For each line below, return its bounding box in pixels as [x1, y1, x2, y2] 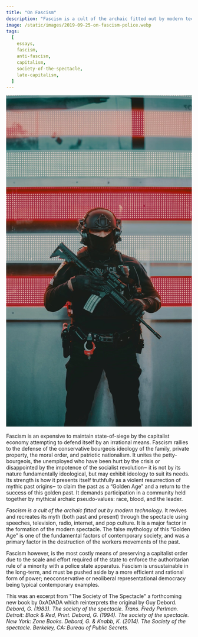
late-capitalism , [16, 72, 60, 78]
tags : [6, 28, 19, 34]
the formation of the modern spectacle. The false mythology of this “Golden [6, 526, 190, 533]
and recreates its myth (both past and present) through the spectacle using [6, 513, 189, 520]
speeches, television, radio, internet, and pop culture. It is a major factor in [6, 519, 187, 526]
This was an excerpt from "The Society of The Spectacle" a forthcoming [6, 593, 182, 600]
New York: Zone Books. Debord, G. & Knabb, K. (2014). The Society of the [6, 618, 186, 625]
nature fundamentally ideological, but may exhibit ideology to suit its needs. [6, 470, 190, 477]
